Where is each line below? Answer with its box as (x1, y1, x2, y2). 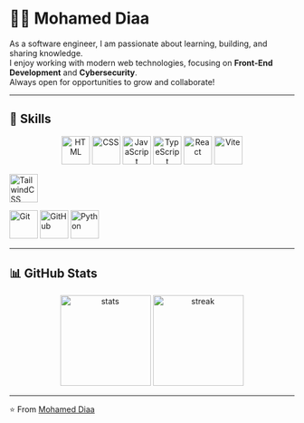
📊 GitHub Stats (9, 266, 98, 282)
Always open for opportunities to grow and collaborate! (9, 76, 215, 87)
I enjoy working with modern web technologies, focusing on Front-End (9, 57, 273, 68)
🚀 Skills (9, 111, 52, 127)
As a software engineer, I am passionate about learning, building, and (9, 38, 268, 49)
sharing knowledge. (9, 47, 83, 58)
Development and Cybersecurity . (9, 67, 138, 78)
